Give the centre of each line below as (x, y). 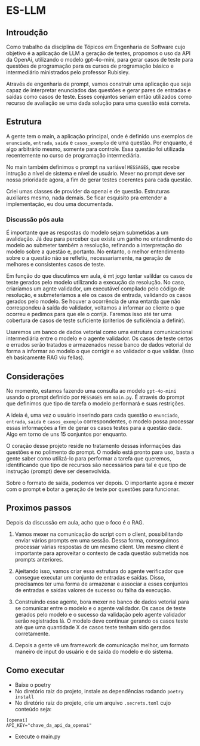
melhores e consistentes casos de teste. (56, 265)
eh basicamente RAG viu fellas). (45, 357)
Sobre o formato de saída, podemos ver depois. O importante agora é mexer (100, 483)
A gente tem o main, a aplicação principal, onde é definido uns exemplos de (99, 136)
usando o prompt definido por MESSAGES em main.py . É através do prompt (96, 397)
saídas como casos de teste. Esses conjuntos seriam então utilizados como (99, 97)
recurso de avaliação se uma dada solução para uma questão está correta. (98, 103)
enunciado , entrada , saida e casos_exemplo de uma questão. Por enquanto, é (99, 142)
